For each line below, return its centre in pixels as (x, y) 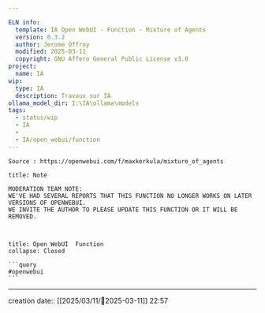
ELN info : (24, 22)
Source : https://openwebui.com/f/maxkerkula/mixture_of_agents (116, 161)
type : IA (30, 88)
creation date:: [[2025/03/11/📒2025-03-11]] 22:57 (88, 300)
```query (22, 265)
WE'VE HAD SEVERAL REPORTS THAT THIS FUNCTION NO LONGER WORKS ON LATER (130, 196)
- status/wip (37, 118)
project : (22, 67)
